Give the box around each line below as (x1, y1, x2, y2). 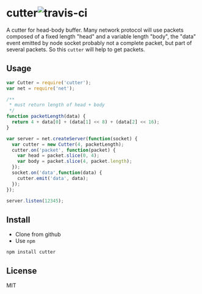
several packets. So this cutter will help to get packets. (6, 46, 145, 53)
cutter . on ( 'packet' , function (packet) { (12, 147, 116, 153)
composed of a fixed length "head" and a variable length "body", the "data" (6, 32, 197, 40)
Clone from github (15, 231, 61, 238)
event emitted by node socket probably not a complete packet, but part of (6, 39, 192, 46)
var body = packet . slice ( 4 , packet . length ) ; (17, 159, 132, 165)
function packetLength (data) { (6, 113, 86, 120)
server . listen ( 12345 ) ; (6, 198, 64, 204)
